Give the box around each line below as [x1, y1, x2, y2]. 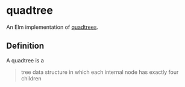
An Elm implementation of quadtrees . [6, 23, 98, 31]
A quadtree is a [6, 56, 44, 64]
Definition [6, 41, 44, 51]
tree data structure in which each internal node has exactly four [20, 68, 179, 76]
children [20, 74, 42, 82]
